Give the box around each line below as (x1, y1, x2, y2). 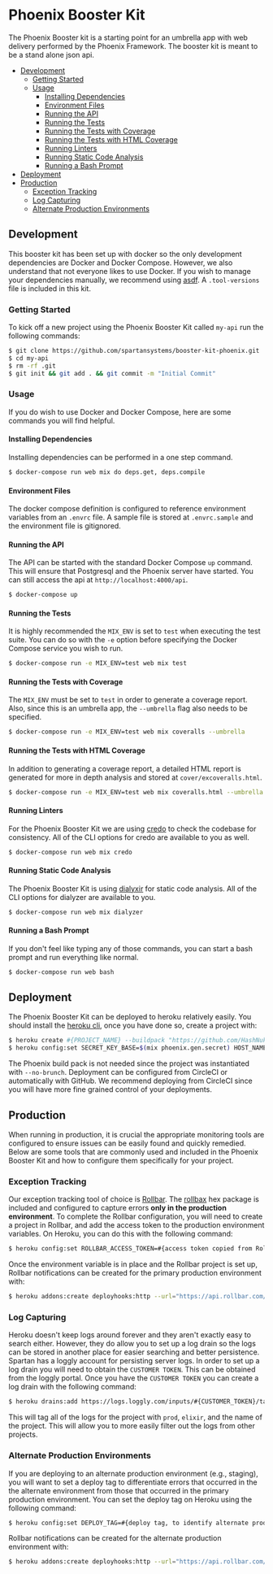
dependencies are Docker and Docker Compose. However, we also (8, 258, 233, 267)
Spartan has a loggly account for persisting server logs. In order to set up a (8, 1356, 260, 1366)
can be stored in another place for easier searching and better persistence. (8, 1347, 260, 1357)
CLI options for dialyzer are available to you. (8, 892, 156, 902)
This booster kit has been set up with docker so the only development (8, 249, 242, 259)
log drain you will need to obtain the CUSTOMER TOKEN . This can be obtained (8, 1364, 256, 1375)
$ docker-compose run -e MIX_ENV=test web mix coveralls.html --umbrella (8, 788, 264, 796)
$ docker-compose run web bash (8, 967, 115, 976)
